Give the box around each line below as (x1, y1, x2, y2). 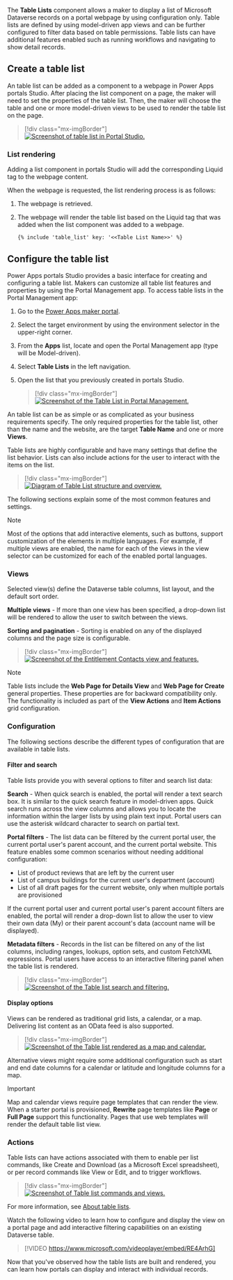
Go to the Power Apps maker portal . (17, 306, 120, 315)
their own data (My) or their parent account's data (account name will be (7, 919, 216, 927)
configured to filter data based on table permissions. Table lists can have (7, 28, 216, 36)
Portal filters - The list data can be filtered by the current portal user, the (7, 832, 216, 841)
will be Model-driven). (17, 348, 81, 357)
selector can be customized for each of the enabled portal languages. (7, 552, 207, 560)
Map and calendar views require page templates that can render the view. (7, 1098, 218, 1106)
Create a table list (7, 63, 85, 75)
